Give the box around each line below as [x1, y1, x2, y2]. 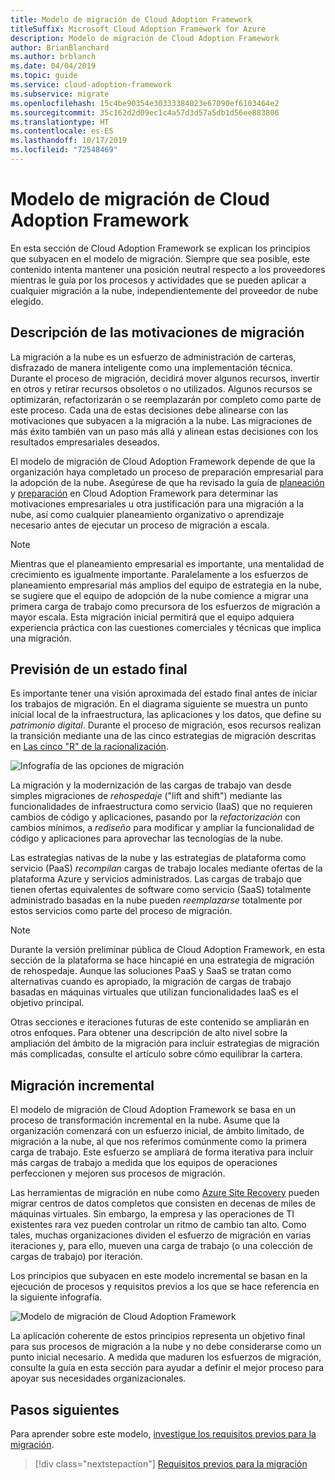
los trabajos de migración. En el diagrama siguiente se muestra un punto [10, 698, 308, 710]
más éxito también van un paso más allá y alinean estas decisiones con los [10, 425, 319, 437]
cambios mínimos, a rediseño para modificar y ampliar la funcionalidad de [10, 822, 315, 834]
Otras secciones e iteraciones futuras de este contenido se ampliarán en [10, 1016, 310, 1028]
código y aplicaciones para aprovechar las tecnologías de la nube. [10, 832, 284, 845]
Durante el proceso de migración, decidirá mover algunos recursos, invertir [10, 372, 320, 384]
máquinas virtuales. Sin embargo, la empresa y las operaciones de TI [10, 1208, 295, 1220]
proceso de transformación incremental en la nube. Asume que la [10, 1114, 280, 1126]
